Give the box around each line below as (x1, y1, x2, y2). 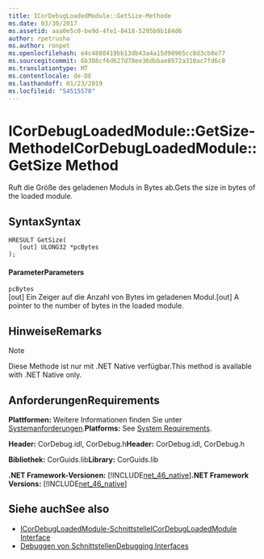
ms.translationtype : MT (8, 65, 89, 73)
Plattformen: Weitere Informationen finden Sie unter (8, 414, 182, 424)
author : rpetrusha (8, 34, 70, 43)
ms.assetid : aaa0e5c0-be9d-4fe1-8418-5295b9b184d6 (8, 27, 182, 35)
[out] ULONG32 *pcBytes (19, 243, 99, 251)
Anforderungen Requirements (8, 393, 160, 407)
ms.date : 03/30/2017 (8, 19, 78, 27)
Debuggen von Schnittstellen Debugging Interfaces (19, 540, 189, 550)
